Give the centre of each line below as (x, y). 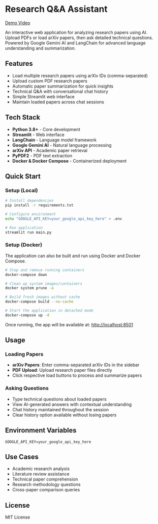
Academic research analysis (41, 469)
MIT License (18, 517)
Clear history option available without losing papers (64, 415)
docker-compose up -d (27, 315)
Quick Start (23, 176)
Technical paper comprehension (45, 479)
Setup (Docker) (24, 245)
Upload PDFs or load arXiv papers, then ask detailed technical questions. (79, 38)
